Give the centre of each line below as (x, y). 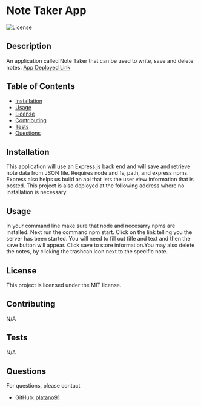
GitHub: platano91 (37, 397)
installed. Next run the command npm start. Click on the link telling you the (99, 232)
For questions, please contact (43, 386)
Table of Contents (41, 86)
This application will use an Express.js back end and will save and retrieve (98, 166)
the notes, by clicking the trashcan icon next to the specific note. (87, 252)
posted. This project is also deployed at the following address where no (95, 186)
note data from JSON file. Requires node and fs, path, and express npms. (97, 173)
